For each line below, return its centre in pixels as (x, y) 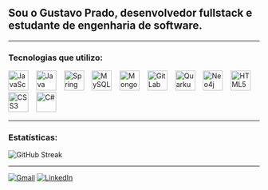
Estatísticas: (33, 137)
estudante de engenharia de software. (105, 26)
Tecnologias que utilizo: (56, 57)
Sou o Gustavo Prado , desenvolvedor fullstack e (130, 13)
